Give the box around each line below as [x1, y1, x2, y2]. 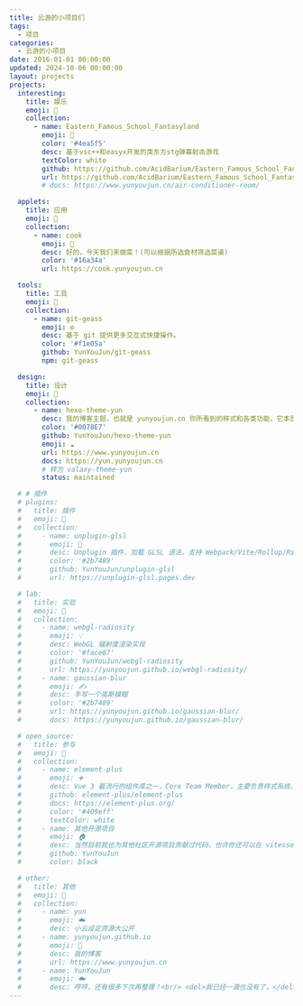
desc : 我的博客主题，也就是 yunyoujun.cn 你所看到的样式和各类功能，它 [41, 414, 284, 424]
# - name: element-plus [17, 765, 124, 774]
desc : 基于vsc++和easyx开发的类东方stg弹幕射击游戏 [41, 147, 219, 156]
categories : [9, 38, 54, 48]
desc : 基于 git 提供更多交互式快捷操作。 [41, 331, 180, 340]
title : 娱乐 [25, 97, 68, 106]
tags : [9, 22, 30, 31]
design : [17, 372, 47, 382]
